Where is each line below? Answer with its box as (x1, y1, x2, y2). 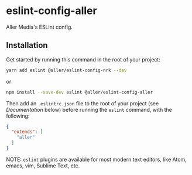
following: (6, 112, 30, 119)
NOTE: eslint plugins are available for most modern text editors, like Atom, (6, 156, 187, 163)
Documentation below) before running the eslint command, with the (6, 106, 173, 113)
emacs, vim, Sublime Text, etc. (6, 162, 80, 169)
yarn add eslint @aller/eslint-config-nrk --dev (6, 67, 127, 73)
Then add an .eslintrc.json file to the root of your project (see (6, 99, 159, 107)
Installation (6, 40, 48, 50)
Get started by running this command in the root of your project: (6, 56, 161, 63)
